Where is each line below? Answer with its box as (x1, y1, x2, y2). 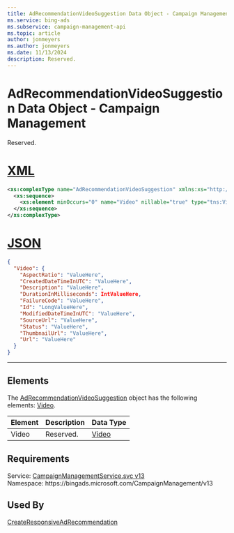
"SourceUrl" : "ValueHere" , (19, 317, 98, 324)
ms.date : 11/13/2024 (7, 50, 68, 57)
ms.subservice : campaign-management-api (7, 23, 127, 30)
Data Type (91, 417, 127, 427)
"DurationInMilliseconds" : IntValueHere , (19, 291, 141, 298)
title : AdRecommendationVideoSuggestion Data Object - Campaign (7, 10, 198, 17)
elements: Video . (7, 400, 56, 409)
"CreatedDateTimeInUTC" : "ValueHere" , (19, 278, 132, 285)
